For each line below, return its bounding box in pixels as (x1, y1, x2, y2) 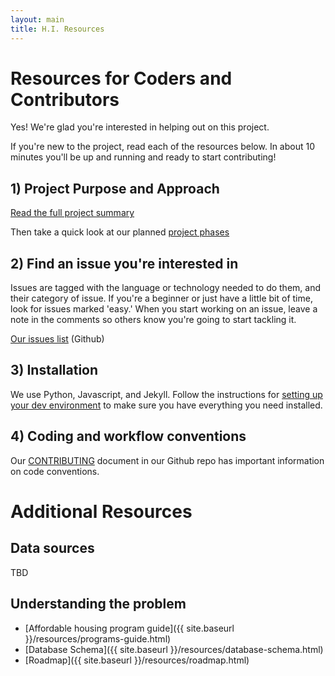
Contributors (10, 88, 120, 111)
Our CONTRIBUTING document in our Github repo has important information (10, 454, 325, 466)
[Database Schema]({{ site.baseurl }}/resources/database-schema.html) (24, 643, 324, 655)
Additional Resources (10, 500, 193, 523)
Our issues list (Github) (10, 333, 105, 345)
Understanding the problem (10, 596, 187, 613)
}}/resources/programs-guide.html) (24, 632, 172, 645)
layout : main (10, 14, 65, 25)
